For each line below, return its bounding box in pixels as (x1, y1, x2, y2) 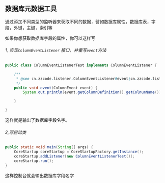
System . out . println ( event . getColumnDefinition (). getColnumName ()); (23, 90, 164, 95)
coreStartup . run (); (14, 158, 54, 163)
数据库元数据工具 (5, 4, 57, 13)
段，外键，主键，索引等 (5, 25, 53, 30)
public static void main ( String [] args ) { (5, 145, 93, 150)
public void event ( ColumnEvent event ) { (14, 85, 98, 90)
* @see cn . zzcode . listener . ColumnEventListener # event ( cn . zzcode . (16, 76, 153, 81)
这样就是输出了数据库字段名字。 (5, 117, 70, 123)
